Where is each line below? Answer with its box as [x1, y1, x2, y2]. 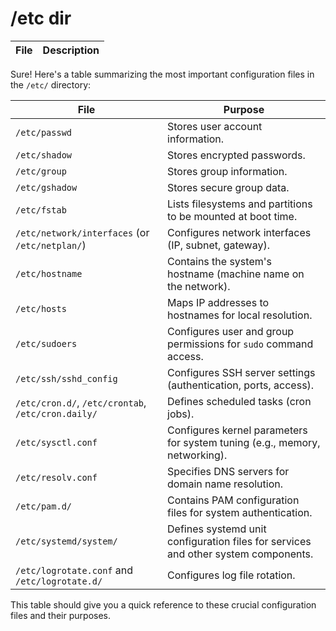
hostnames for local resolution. [167, 308, 313, 322]
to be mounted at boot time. [167, 209, 298, 223]
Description [42, 43, 100, 57]
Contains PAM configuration [167, 493, 300, 507]
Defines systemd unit [167, 522, 267, 536]
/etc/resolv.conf [15, 472, 98, 483]
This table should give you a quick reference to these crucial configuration [10, 598, 317, 611]
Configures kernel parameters [167, 423, 308, 437]
